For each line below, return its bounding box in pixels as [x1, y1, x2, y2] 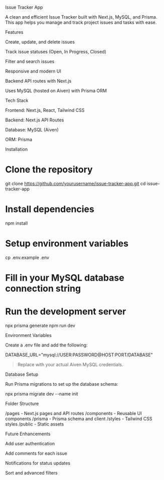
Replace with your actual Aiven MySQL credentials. [17, 361, 123, 367]
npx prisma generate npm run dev [5, 322, 75, 328]
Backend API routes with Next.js [5, 78, 72, 84]
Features [5, 29, 24, 35]
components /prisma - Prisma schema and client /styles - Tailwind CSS [5, 416, 152, 422]
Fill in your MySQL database [5, 272, 124, 284]
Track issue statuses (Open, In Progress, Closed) [5, 49, 107, 54]
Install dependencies [5, 203, 94, 215]
